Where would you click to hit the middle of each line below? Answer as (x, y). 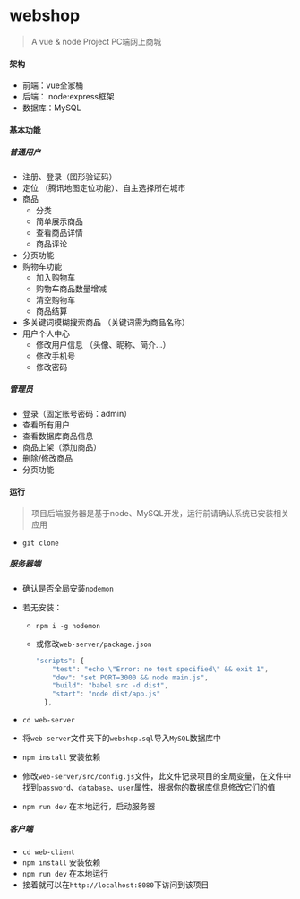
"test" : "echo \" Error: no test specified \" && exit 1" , (160, 669)
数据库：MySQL (51, 108)
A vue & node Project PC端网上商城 (96, 41)
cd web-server (48, 721)
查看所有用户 (46, 424)
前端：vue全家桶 (53, 85)
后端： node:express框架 (68, 97)
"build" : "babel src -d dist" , (110, 686)
